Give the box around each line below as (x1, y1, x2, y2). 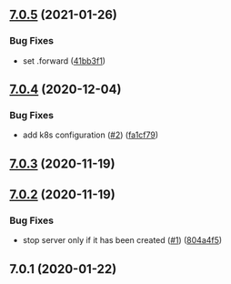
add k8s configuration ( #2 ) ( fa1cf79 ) (22, 129, 159, 140)
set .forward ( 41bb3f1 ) (22, 55, 106, 66)
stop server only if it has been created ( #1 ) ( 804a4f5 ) (22, 235, 223, 246)
